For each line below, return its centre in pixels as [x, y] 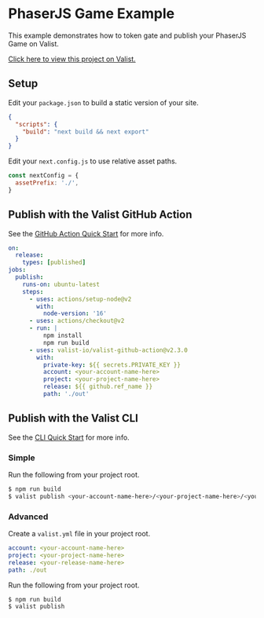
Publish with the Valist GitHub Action [100, 215]
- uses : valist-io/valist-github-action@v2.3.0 [108, 350]
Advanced [28, 517]
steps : [33, 291]
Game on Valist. [33, 43]
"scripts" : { [37, 124]
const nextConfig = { [44, 176]
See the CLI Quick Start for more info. [69, 437]
